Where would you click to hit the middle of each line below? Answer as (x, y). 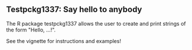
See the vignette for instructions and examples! (64, 41)
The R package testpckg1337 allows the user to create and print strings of (96, 23)
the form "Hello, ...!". (31, 30)
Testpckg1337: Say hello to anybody (74, 10)
